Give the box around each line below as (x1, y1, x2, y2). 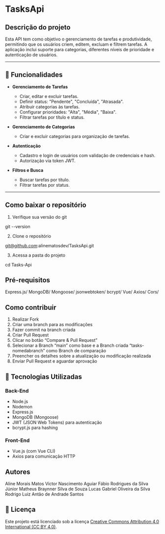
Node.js (12, 398, 28, 404)
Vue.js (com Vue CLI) (12, 448, 55, 454)
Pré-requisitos (5, 276, 51, 284)
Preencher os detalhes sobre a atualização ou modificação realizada (12, 353, 151, 359)
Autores (5, 467, 30, 476)
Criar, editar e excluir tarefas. (19, 93, 79, 99)
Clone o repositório (12, 233, 52, 239)
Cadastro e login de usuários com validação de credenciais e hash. (19, 152, 156, 158)
